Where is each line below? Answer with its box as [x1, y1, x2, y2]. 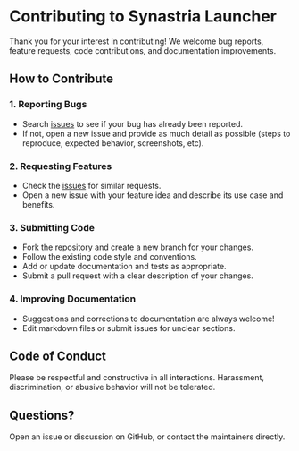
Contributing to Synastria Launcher [9, 6, 277, 27]
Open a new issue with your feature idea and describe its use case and [21, 190, 284, 200]
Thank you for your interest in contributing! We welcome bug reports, [9, 36, 264, 47]
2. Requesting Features [9, 159, 112, 172]
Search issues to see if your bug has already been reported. [21, 118, 244, 129]
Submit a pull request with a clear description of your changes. [21, 270, 254, 281]
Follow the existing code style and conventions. [21, 251, 198, 262]
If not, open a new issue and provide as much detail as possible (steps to [21, 128, 291, 139]
